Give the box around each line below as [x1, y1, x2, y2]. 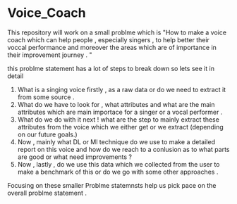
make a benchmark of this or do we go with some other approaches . [17, 167, 219, 176]
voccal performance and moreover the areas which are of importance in [7, 43, 217, 51]
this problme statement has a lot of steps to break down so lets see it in [7, 64, 215, 72]
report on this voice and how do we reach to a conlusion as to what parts [17, 145, 230, 153]
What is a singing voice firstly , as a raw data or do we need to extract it [17, 85, 226, 94]
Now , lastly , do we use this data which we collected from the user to [17, 160, 220, 168]
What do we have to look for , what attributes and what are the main [17, 100, 215, 108]
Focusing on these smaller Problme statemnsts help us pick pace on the [7, 181, 217, 189]
